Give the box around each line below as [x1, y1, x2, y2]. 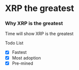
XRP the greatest [5, 3, 75, 14]
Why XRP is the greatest [5, 20, 63, 27]
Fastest [12, 49, 27, 55]
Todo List [5, 40, 24, 46]
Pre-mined [12, 60, 34, 66]
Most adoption [12, 55, 41, 60]
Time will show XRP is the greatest [5, 31, 74, 36]
